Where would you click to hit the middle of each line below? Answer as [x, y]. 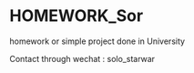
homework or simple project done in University [97, 41]
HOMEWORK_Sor [77, 16]
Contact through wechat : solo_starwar [82, 58]
